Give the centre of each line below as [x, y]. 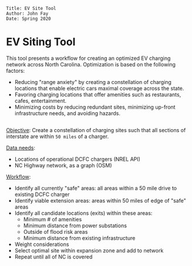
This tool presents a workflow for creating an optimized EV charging [88, 58]
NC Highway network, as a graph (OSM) [63, 166]
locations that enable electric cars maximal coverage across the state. [99, 88]
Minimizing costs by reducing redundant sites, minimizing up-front [95, 107]
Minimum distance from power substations [75, 225]
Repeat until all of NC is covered [53, 257]
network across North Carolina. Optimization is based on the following [91, 64]
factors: [16, 70]
